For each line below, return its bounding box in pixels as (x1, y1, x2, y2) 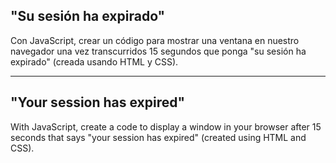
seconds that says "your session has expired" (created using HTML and (10, 131, 307, 143)
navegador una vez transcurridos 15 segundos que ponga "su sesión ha (10, 45, 307, 57)
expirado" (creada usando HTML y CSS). (10, 55, 179, 68)
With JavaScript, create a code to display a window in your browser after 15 (10, 120, 322, 133)
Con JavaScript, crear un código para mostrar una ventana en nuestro (10, 34, 300, 46)
